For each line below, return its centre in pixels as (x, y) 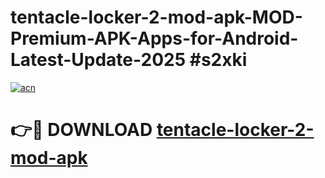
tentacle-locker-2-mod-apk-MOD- (156, 17)
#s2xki (218, 60)
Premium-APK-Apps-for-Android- (154, 38)
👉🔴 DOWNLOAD (81, 130)
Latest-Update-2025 (98, 60)
